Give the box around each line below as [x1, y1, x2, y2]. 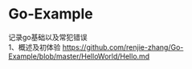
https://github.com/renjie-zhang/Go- [62, 42, 184, 52]
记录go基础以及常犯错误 [8, 32, 88, 42]
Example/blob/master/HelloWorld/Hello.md [8, 51, 150, 61]
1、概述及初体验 [8, 42, 61, 52]
